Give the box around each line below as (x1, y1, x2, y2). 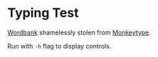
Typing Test (7, 5, 79, 21)
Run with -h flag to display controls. (7, 42, 112, 50)
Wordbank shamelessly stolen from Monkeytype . (7, 28, 152, 37)
